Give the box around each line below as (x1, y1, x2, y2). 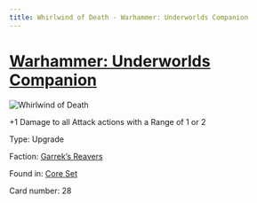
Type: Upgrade (9, 134, 65, 144)
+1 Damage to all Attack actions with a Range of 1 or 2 (9, 116, 206, 127)
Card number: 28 (9, 185, 72, 196)
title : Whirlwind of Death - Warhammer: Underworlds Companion (9, 12, 249, 22)
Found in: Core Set (9, 168, 78, 178)
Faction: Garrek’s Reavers (9, 151, 104, 161)
